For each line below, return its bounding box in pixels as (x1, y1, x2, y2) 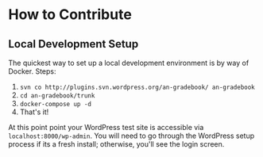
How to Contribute (8, 6, 133, 24)
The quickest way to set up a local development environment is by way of (8, 58, 249, 67)
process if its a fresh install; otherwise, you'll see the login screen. (8, 140, 225, 148)
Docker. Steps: (8, 67, 56, 76)
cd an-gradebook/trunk (19, 92, 95, 100)
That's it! (19, 107, 49, 117)
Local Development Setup (8, 37, 139, 51)
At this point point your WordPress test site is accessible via (8, 123, 204, 132)
